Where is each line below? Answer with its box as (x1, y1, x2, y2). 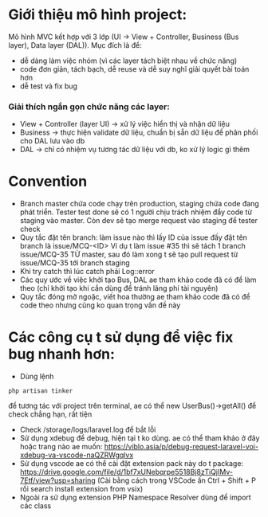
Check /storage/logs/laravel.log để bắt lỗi (19, 425, 156, 435)
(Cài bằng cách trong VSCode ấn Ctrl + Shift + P (97, 476, 257, 485)
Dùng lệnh (19, 372, 54, 382)
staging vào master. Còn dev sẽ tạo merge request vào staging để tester (19, 216, 258, 225)
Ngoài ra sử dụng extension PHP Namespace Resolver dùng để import (19, 492, 251, 503)
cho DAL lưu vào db (19, 136, 85, 146)
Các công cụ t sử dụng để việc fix (8, 328, 234, 347)
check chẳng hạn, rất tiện (8, 409, 93, 419)
